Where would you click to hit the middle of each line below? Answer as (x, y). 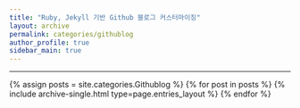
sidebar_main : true (46, 51)
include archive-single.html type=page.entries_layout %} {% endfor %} (140, 94)
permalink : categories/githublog (71, 34)
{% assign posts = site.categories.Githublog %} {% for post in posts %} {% (147, 85)
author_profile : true (50, 42)
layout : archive (39, 26)
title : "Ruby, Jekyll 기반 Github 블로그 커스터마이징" (105, 17)
